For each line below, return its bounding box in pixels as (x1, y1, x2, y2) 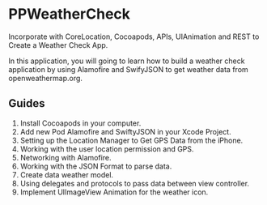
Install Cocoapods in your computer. (19, 118, 142, 128)
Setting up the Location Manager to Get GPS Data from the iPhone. (19, 135, 244, 145)
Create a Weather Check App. (8, 40, 108, 49)
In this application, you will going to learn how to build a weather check (8, 56, 245, 66)
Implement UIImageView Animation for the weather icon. (19, 187, 209, 197)
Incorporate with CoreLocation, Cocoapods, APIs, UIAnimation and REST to (8, 32, 260, 41)
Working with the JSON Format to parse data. (19, 161, 172, 171)
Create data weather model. (19, 169, 114, 179)
